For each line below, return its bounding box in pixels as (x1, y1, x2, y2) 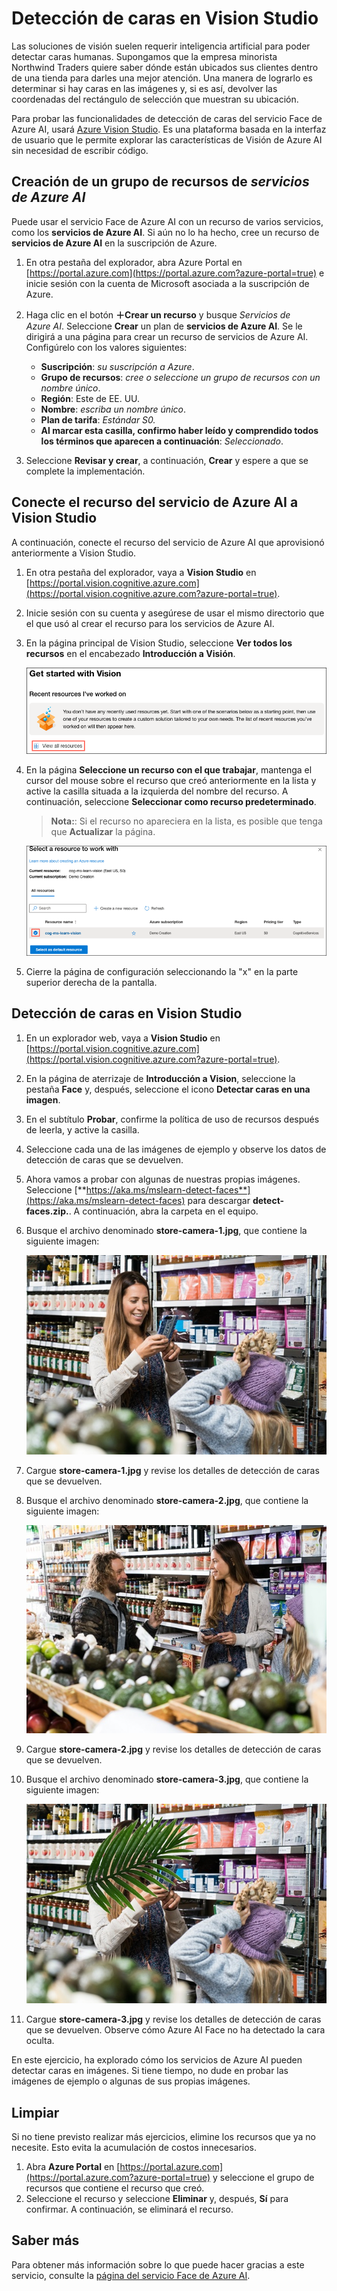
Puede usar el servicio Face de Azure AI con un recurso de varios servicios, (11, 215, 324, 227)
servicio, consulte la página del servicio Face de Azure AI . (11, 2269, 251, 2281)
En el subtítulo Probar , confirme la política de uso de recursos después (25, 1113, 320, 1125)
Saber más (11, 2232, 80, 2249)
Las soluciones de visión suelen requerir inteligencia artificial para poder (11, 40, 311, 52)
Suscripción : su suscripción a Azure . (40, 360, 195, 372)
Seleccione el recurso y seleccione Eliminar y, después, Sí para (25, 2192, 289, 2204)
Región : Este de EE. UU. (40, 392, 141, 404)
